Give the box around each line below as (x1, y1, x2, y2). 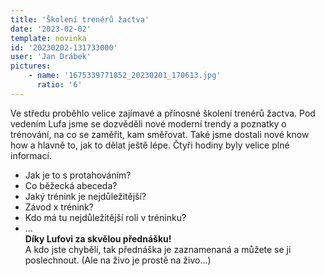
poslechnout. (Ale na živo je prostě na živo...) (24, 254, 212, 266)
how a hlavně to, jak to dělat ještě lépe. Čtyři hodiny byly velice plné (10, 139, 290, 151)
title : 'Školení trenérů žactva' (10, 14, 150, 25)
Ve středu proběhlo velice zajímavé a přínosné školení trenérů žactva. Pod (10, 107, 316, 119)
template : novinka (10, 33, 87, 43)
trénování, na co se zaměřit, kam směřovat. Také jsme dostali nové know (10, 128, 310, 140)
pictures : (10, 61, 52, 71)
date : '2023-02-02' (10, 24, 92, 34)
